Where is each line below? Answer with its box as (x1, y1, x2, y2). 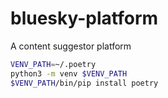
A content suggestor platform (10, 40, 132, 52)
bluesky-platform (10, 7, 159, 30)
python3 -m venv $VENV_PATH (10, 68, 128, 79)
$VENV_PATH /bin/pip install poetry (10, 78, 159, 88)
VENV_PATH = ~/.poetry (10, 59, 97, 69)
